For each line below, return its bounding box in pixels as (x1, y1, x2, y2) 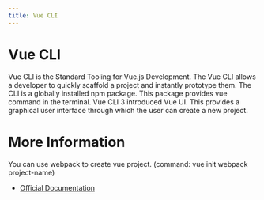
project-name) (8, 168, 55, 177)
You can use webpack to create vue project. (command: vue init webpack (8, 159, 248, 168)
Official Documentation (19, 183, 95, 192)
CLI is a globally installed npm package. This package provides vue (8, 89, 228, 98)
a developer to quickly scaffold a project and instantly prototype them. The (8, 80, 251, 89)
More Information (8, 133, 126, 151)
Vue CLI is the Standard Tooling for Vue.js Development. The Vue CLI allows (8, 72, 257, 81)
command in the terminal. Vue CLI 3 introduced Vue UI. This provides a (8, 96, 240, 107)
